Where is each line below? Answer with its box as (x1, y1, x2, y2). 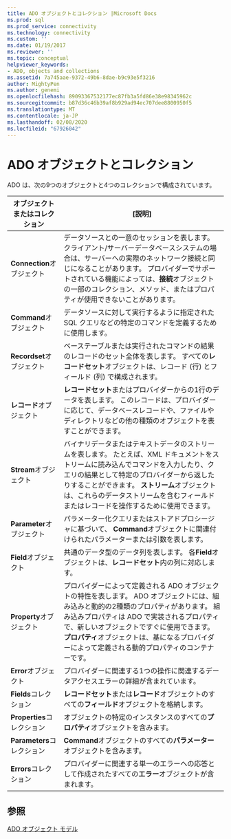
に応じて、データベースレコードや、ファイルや (63, 406, 214, 415)
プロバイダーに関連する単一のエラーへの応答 (63, 759, 208, 769)
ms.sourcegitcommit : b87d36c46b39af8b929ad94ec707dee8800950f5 (7, 100, 192, 107)
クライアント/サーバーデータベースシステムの (63, 243, 210, 253)
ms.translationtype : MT (7, 106, 76, 113)
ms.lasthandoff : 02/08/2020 (7, 118, 88, 126)
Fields (10, 689, 31, 699)
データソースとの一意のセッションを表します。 (63, 233, 214, 243)
